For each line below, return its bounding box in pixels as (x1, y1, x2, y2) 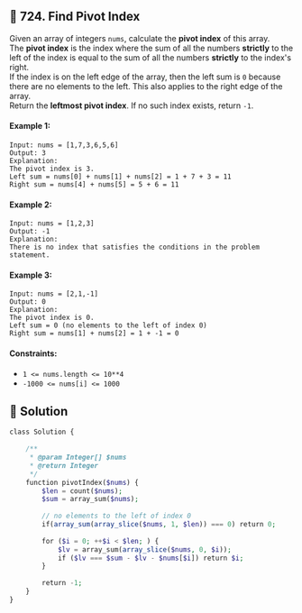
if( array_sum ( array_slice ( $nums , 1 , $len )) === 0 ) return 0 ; (41, 520, 277, 529)
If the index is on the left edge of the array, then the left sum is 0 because (9, 71, 281, 82)
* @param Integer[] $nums (29, 453, 127, 462)
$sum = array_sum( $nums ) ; (41, 495, 140, 504)
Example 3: (9, 270, 52, 280)
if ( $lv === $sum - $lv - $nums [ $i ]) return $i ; (57, 554, 244, 563)
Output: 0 (9, 297, 47, 306)
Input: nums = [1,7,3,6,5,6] (9, 141, 119, 150)
